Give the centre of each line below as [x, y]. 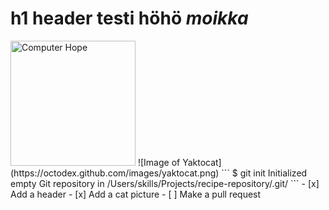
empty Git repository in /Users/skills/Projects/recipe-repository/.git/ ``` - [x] [165, 183]
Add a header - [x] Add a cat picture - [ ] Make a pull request [136, 194]
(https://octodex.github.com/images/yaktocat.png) [115, 173]
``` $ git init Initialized [264, 173]
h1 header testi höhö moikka [129, 18]
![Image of [159, 162]
